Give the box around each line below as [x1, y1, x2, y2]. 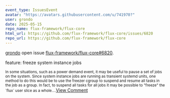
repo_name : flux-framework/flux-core [5, 26, 85, 31]
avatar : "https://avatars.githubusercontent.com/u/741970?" [5, 12, 135, 17]
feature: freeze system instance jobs [5, 59, 82, 66]
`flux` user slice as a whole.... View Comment [5, 87, 88, 93]
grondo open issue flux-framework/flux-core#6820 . [5, 49, 114, 56]
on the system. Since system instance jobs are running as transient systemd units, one [5, 74, 156, 79]
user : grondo [5, 17, 33, 22]
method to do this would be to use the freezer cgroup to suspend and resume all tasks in [5, 78, 160, 83]
